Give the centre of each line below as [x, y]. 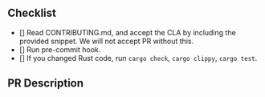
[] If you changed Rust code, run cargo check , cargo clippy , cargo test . [138, 58]
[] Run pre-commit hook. [60, 49]
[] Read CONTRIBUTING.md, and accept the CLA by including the [127, 32]
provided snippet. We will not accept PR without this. [106, 41]
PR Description [46, 83]
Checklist [32, 13]
